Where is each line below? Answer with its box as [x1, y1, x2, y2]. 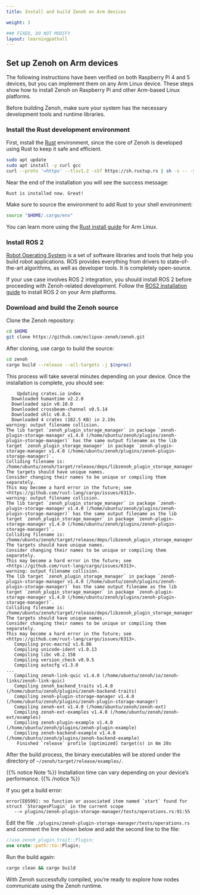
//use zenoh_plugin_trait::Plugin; [6, 837, 95, 843]
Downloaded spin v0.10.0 [11, 401, 73, 407]
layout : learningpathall [6, 36, 68, 42]
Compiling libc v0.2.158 [14, 652, 76, 658]
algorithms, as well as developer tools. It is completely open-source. [24, 264, 192, 271]
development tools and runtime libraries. [6, 111, 105, 118]
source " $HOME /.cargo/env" [6, 212, 73, 218]
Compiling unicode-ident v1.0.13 [14, 646, 97, 652]
